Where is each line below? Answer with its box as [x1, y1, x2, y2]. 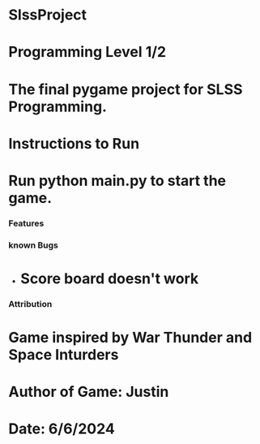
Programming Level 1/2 [8, 43, 167, 62]
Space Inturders [8, 346, 119, 364]
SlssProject [8, 6, 87, 24]
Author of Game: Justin [8, 383, 169, 401]
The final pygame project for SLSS [8, 80, 243, 98]
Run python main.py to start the [8, 171, 227, 190]
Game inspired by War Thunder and [8, 329, 253, 347]
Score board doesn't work [19, 269, 199, 287]
